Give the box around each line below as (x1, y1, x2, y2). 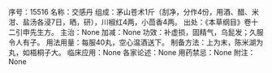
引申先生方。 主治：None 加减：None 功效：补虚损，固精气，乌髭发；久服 (15, 28, 264, 36)
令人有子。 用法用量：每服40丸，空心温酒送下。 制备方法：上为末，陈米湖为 (8, 37, 264, 47)
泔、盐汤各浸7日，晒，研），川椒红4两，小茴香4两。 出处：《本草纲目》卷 (8, 17, 252, 27)
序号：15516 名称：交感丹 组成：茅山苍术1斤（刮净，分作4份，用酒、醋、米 (8, 7, 260, 16)
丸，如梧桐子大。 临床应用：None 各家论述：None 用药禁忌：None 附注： (8, 48, 256, 57)
